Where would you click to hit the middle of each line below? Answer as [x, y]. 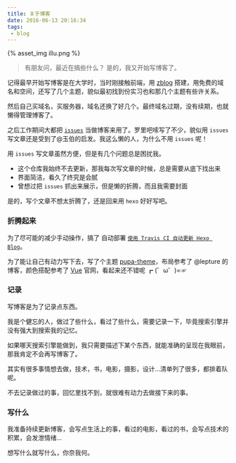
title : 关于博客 [29, 14]
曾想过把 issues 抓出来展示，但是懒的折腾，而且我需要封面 [103, 186]
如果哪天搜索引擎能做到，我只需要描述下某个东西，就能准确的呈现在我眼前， [118, 345]
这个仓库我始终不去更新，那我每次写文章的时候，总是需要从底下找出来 [119, 168]
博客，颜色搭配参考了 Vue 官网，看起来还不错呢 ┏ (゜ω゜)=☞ [97, 270]
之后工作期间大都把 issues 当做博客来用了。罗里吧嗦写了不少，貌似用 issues [118, 130]
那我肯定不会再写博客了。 [44, 354]
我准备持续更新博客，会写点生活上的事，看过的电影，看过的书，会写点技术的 [118, 429]
